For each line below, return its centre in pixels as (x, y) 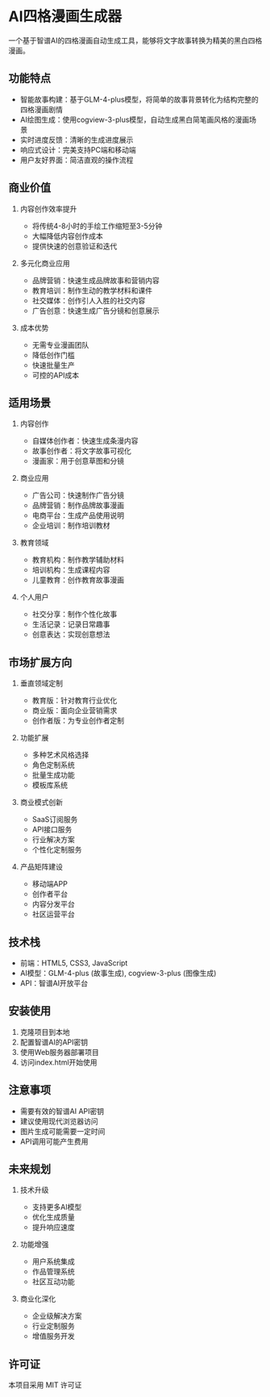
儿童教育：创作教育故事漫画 (78, 580)
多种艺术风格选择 (60, 755)
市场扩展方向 (40, 662)
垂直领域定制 (41, 683)
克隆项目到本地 (45, 1032)
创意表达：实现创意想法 (71, 635)
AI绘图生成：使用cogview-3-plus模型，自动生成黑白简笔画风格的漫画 (135, 119)
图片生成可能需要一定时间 (62, 1131)
